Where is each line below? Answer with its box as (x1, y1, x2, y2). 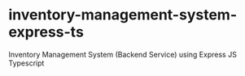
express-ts (8, 23, 84, 41)
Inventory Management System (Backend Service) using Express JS (8, 49, 238, 59)
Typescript (8, 58, 45, 68)
